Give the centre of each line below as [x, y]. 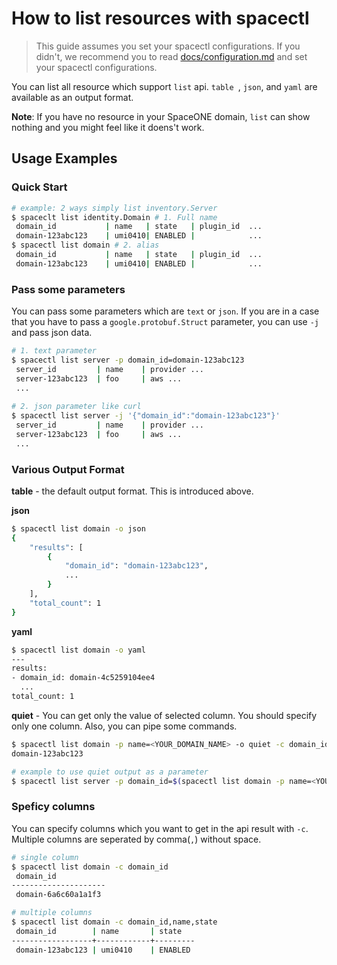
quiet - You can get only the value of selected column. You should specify [164, 715]
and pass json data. [52, 333]
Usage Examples [64, 158]
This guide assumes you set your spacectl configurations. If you [168, 46]
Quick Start [39, 187]
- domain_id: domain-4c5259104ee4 [83, 678]
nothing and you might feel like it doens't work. [108, 127]
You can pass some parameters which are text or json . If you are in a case [165, 311]
